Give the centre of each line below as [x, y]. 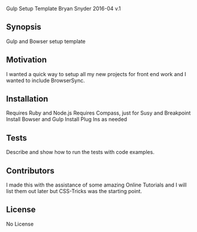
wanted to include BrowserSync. [46, 80]
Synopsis [24, 27]
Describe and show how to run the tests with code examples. [80, 152]
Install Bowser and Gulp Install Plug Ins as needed [67, 119]
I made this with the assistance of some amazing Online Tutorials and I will [96, 185]
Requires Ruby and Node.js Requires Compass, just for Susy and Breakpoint [98, 113]
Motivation [27, 60]
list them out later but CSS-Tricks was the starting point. [74, 191]
